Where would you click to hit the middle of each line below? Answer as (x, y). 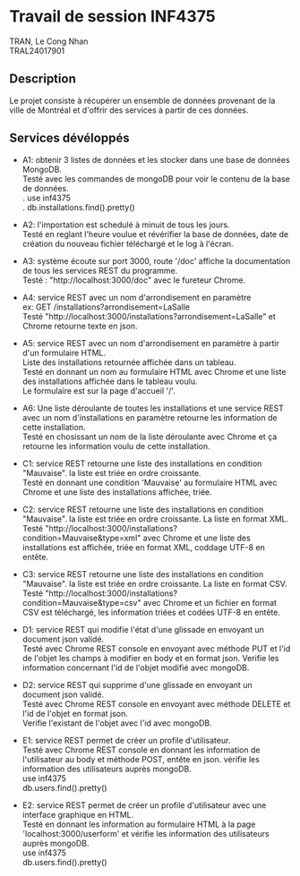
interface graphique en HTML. (78, 814)
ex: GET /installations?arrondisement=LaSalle (106, 307)
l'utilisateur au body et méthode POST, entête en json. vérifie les (141, 759)
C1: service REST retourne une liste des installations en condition (142, 464)
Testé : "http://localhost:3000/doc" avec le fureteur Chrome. (134, 280)
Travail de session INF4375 (113, 17)
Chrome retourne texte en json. (80, 326)
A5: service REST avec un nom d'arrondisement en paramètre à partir (151, 343)
